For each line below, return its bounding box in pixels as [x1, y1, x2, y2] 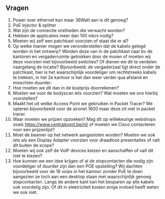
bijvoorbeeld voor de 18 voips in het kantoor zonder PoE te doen [12, 168, 143, 174]
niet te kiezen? [12, 152, 42, 159]
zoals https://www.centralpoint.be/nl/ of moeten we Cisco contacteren [12, 121, 156, 127]
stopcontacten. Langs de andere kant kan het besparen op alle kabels [12, 179, 154, 185]
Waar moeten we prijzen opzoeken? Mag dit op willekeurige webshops [12, 116, 156, 122]
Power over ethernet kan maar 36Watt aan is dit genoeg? [12, 17, 128, 23]
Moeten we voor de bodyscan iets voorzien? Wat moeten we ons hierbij [12, 90, 158, 96]
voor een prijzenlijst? [12, 126, 55, 132]
